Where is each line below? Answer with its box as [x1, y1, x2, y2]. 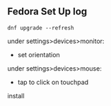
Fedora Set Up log [7, 6, 88, 18]
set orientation [17, 50, 60, 59]
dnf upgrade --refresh [7, 24, 74, 31]
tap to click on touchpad [17, 78, 89, 86]
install [7, 91, 25, 100]
